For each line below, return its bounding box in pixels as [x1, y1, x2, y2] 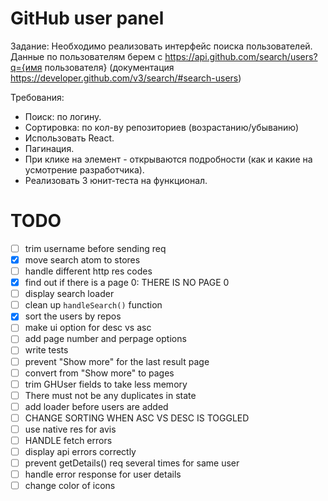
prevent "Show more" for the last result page [24, 355, 210, 367]
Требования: [10, 91, 65, 103]
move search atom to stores [24, 253, 141, 266]
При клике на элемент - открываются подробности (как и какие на [24, 153, 313, 165]
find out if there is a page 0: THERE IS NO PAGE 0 [24, 277, 230, 289]
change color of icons [24, 480, 116, 492]
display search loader [24, 288, 115, 300]
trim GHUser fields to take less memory [24, 378, 188, 390]
